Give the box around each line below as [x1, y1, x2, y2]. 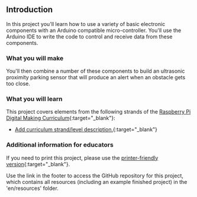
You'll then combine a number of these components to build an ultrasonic [6, 67, 185, 75]
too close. [6, 80, 31, 88]
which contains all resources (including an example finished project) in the [6, 178, 188, 185]
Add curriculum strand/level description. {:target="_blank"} [14, 126, 158, 133]
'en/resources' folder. [6, 185, 59, 192]
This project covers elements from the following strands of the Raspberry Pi [6, 108, 191, 115]
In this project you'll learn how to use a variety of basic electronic [6, 20, 166, 27]
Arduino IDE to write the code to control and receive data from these [6, 33, 173, 40]
